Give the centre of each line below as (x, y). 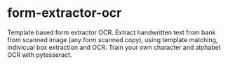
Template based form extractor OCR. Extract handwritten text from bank (112, 32)
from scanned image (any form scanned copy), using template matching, (113, 39)
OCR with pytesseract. (40, 55)
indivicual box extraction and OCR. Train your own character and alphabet (114, 47)
